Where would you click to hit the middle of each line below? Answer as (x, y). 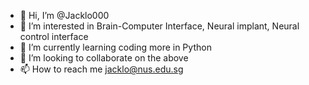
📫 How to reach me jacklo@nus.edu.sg (101, 69)
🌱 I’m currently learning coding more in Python (115, 47)
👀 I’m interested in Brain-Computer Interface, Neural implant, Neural (159, 26)
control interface (54, 36)
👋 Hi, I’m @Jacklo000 (64, 15)
